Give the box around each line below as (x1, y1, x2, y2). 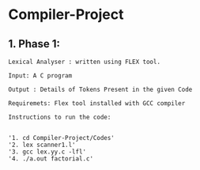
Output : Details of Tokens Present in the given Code (8, 85, 193, 93)
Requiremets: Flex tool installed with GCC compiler (8, 100, 186, 108)
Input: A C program (8, 72, 73, 80)
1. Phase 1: (8, 37, 61, 51)
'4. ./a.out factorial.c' (8, 155, 93, 163)
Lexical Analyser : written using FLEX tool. (8, 58, 160, 66)
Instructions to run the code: (8, 113, 111, 121)
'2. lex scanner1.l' (8, 141, 77, 149)
